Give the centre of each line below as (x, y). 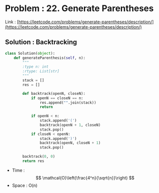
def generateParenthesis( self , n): (50, 58)
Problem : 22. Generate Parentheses (79, 8)
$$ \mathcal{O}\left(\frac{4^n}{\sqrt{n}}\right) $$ (85, 178)
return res (33, 161)
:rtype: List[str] (41, 71)
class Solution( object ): (30, 53)
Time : (18, 170)
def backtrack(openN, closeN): (54, 93)
